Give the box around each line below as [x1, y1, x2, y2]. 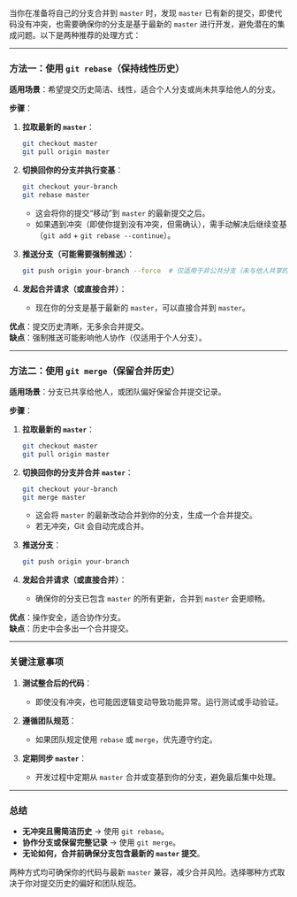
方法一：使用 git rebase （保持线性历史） [9, 62, 185, 74]
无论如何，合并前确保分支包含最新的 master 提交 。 [21, 847, 205, 858]
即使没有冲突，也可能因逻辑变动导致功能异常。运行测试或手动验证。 [34, 696, 284, 707]
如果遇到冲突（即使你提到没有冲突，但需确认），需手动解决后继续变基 [34, 218, 287, 229]
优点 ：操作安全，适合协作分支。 [9, 612, 126, 623]
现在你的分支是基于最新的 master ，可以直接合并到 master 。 [34, 302, 250, 312]
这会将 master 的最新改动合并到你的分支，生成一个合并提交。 [34, 510, 258, 520]
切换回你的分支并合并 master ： [21, 467, 134, 478]
